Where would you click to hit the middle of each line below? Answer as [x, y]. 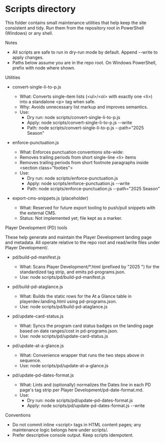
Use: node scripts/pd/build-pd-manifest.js [62, 277]
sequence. [30, 360]
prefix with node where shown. [44, 68]
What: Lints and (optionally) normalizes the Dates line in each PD [85, 384]
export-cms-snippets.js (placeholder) [50, 198]
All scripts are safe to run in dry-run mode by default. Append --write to [85, 52]
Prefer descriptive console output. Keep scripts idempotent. [73, 435]
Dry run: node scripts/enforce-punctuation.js [72, 178]
